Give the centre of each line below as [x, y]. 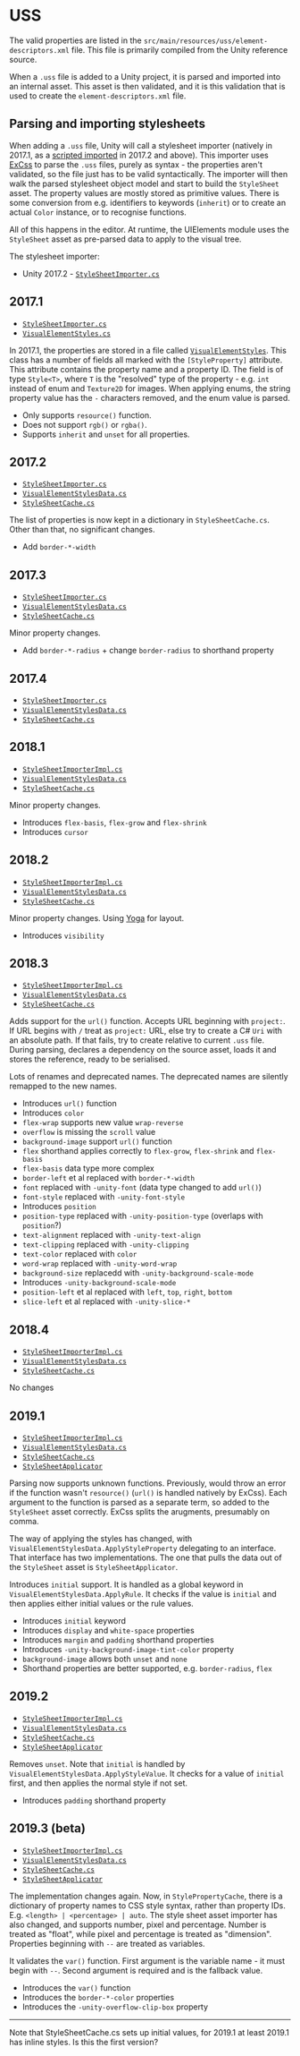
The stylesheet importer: [54, 256]
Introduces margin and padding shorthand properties [118, 1640]
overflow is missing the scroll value [89, 1132]
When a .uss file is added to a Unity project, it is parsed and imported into [145, 76]
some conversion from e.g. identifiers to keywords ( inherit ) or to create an [148, 202]
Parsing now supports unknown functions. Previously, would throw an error [148, 1483]
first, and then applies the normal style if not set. [99, 1783]
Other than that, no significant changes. [82, 530]
